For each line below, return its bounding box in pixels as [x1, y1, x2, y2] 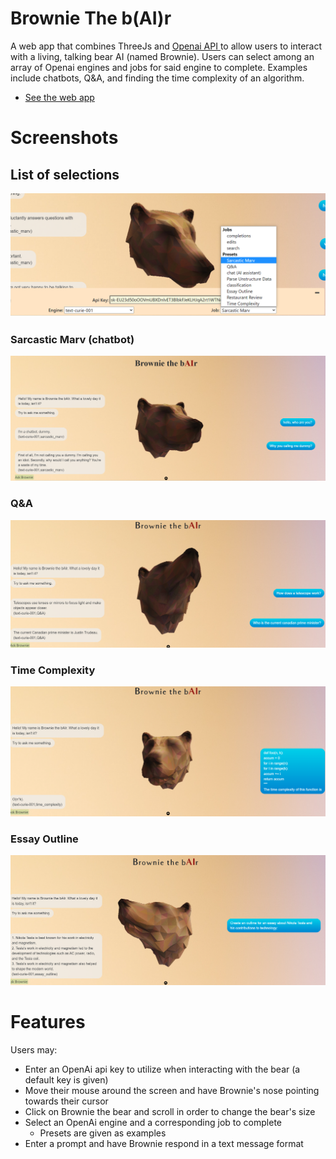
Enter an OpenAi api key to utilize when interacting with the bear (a [24, 1063, 301, 1075]
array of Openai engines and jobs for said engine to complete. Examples [10, 61, 308, 73]
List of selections [10, 166, 120, 183]
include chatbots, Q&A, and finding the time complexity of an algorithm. [10, 72, 305, 84]
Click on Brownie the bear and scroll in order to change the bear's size [24, 1105, 316, 1117]
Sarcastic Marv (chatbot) [10, 332, 135, 346]
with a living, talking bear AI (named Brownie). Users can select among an [10, 50, 315, 62]
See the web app [24, 91, 95, 103]
